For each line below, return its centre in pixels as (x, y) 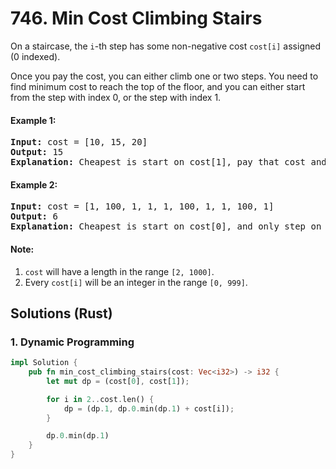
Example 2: (34, 184)
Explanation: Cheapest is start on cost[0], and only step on (166, 226)
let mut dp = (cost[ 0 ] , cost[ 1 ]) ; (118, 381)
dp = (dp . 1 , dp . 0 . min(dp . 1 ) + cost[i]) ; (149, 408)
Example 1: (33, 120)
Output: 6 (34, 216)
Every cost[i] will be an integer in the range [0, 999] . (136, 282)
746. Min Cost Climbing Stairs (136, 18)
